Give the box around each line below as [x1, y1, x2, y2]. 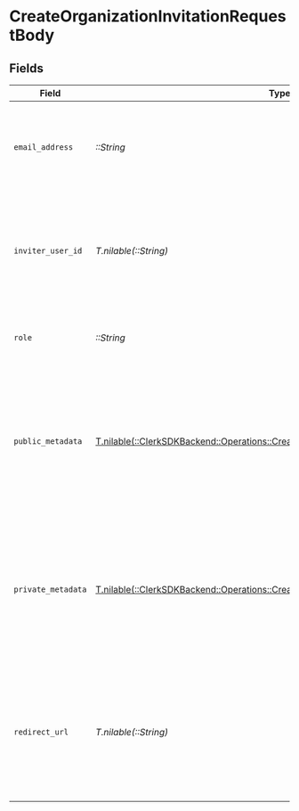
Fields [9, 61, 44, 76]
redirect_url [13, 727, 69, 737]
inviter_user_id [13, 246, 83, 256]
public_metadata [13, 437, 83, 446]
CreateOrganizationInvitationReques [9, 6, 287, 27]
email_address [13, 143, 74, 152]
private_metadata [13, 585, 87, 594]
